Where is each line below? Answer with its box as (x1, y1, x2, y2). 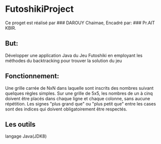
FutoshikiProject (5, 3, 74, 15)
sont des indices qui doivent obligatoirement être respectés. (5, 106, 127, 112)
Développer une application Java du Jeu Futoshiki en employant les (5, 52, 143, 58)
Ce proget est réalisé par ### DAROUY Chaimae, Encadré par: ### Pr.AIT (5, 20, 155, 26)
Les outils (5, 120, 36, 129)
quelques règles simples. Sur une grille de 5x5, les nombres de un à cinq (5, 90, 153, 96)
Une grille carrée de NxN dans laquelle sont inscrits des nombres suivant (5, 85, 154, 91)
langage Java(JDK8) (5, 133, 47, 139)
